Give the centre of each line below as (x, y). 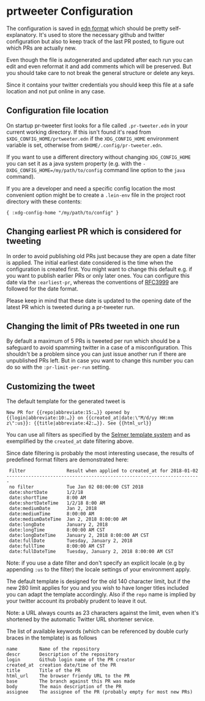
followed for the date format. (42, 288)
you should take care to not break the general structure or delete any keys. (100, 72)
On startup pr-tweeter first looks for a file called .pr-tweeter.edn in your (97, 125)
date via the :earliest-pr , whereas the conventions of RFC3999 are (92, 282)
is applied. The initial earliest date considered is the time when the (90, 262)
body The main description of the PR (64, 687)
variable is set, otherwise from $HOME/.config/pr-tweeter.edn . (84, 145)
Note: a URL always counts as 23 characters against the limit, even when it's (102, 613)
